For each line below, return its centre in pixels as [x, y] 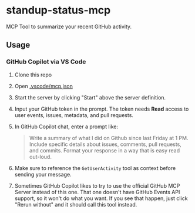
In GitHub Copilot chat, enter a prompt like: [66, 127]
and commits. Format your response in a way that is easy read [105, 150]
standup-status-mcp [58, 10]
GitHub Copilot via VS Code [46, 62]
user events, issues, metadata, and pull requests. [74, 115]
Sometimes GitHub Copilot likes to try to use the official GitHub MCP [97, 185]
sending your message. [43, 174]
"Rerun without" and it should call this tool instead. [76, 204]
